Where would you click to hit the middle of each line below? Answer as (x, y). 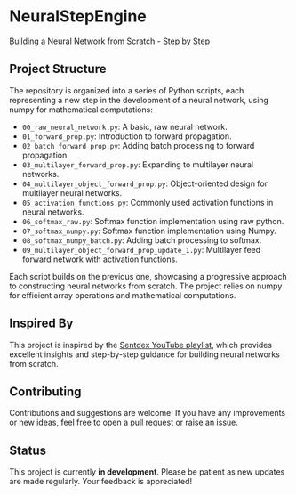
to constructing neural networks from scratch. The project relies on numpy (146, 286)
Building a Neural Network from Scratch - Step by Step (110, 41)
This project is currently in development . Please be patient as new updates (147, 472)
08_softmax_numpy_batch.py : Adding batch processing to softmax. (142, 240)
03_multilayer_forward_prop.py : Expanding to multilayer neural (138, 164)
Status (28, 450)
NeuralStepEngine (78, 16)
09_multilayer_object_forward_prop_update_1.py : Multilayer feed (141, 249)
